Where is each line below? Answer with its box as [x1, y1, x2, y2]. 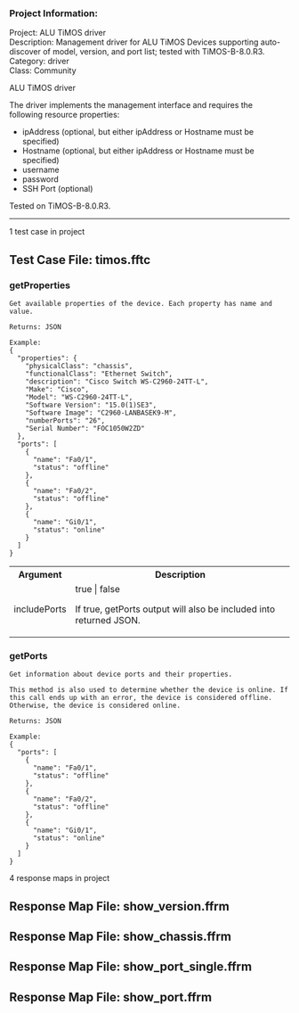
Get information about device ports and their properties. [9, 670, 233, 679]
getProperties [9, 279, 71, 292]
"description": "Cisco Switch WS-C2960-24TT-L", [25, 377, 209, 386]
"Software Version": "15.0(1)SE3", [25, 400, 158, 409]
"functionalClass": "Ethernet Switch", [25, 369, 174, 378]
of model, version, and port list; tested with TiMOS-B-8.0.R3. [43, 46, 265, 57]
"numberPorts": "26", [25, 416, 105, 425]
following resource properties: [9, 110, 120, 120]
